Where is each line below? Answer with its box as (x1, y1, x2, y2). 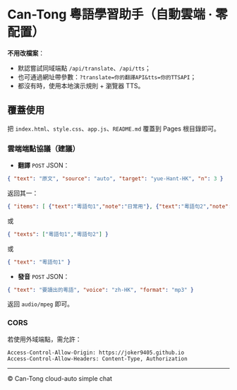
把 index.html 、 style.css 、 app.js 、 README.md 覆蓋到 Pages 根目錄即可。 (7, 124, 221, 133)
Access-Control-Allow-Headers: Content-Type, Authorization (7, 355, 188, 362)
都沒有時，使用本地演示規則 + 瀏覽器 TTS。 (17, 81, 145, 90)
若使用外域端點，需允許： (7, 335, 82, 343)
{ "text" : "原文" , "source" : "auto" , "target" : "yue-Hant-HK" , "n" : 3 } (7, 175, 224, 182)
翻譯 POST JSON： (17, 161, 70, 170)
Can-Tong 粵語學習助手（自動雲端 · (7, 6, 213, 23)
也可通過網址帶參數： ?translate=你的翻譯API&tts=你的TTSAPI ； (17, 72, 197, 81)
